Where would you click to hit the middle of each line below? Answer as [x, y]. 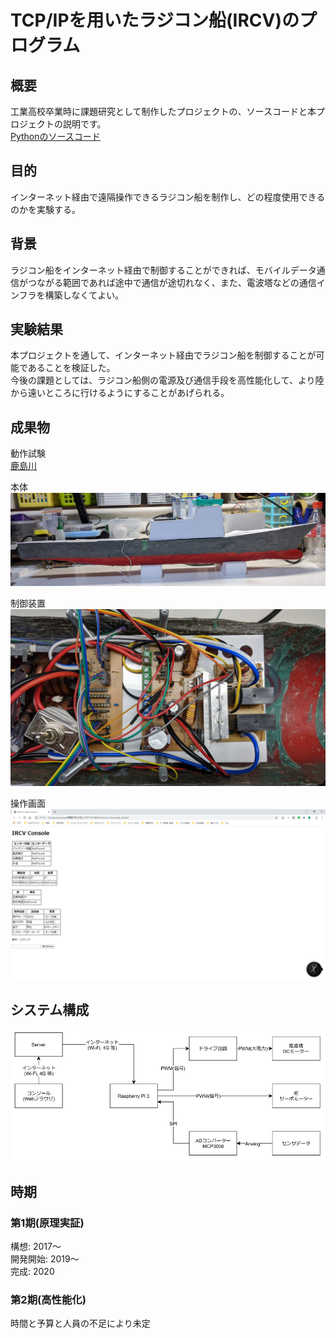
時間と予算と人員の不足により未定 [80, 1323]
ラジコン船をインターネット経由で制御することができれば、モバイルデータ [163, 270]
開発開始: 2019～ [45, 1259]
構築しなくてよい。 [84, 295]
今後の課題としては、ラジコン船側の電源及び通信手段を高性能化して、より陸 [167, 380]
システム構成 [50, 1010]
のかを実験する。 [45, 209]
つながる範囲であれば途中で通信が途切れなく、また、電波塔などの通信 [172, 282]
